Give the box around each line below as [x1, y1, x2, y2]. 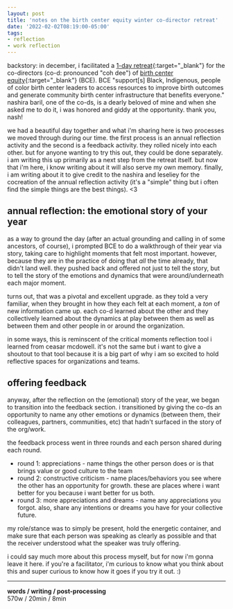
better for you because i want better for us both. [17, 488, 155, 497]
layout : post [7, 10, 45, 17]
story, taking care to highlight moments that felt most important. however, [7, 249, 217, 257]
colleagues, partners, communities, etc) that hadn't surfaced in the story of [7, 417, 222, 426]
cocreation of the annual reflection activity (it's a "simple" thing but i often [7, 178, 218, 186]
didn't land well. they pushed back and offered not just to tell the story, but [7, 264, 221, 272]
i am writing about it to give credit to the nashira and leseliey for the [7, 170, 200, 179]
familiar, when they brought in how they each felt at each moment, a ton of [7, 299, 221, 308]
